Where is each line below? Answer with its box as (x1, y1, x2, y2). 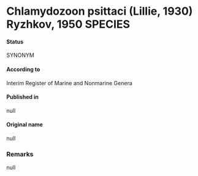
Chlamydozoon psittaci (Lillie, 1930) (6, 4, 193, 18)
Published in (6, 93, 39, 101)
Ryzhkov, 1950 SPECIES (6, 17, 131, 31)
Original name (6, 121, 43, 128)
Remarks (6, 150, 34, 158)
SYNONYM (6, 52, 35, 59)
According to (6, 66, 40, 73)
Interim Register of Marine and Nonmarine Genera (6, 79, 133, 86)
